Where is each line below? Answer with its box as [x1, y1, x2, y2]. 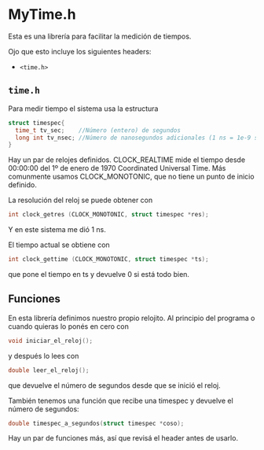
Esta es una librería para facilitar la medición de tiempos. [8, 31, 192, 41]
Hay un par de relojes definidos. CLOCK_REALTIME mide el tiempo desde [8, 155, 246, 164]
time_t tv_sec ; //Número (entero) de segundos [15, 126, 181, 135]
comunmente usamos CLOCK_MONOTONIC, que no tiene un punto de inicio [8, 172, 255, 182]
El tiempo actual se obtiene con [8, 240, 110, 249]
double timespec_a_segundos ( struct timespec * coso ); [8, 419, 185, 427]
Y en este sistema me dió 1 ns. [8, 225, 106, 234]
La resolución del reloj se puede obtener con [8, 195, 153, 205]
